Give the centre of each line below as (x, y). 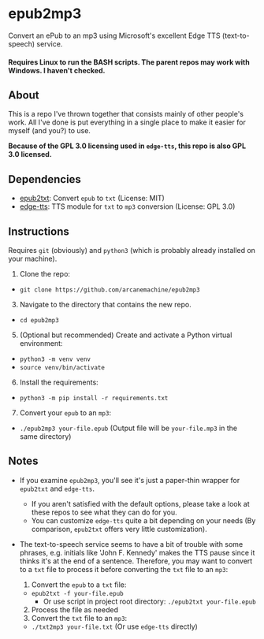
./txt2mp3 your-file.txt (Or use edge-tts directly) (115, 626)
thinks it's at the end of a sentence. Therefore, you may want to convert (136, 561)
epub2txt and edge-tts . (57, 489)
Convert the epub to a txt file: (79, 585)
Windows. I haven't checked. (57, 70)
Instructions (39, 231)
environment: (41, 343)
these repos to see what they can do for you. (104, 512)
